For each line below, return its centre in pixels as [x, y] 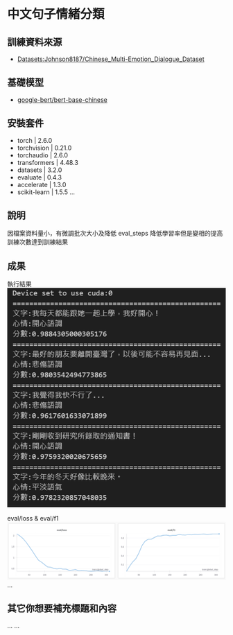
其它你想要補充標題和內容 [62, 608]
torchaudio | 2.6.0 [42, 155]
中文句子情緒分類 [56, 14]
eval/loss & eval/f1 [33, 518]
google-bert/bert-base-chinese [62, 99]
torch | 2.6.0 [35, 140]
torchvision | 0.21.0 [44, 148]
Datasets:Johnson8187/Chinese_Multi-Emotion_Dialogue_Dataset [111, 59]
